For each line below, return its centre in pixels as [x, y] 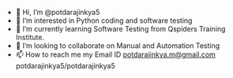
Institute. [30, 37]
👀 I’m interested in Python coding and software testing [104, 20]
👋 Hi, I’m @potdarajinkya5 [58, 12]
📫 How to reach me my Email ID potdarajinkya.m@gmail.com [115, 54]
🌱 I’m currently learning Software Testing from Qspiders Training [120, 29]
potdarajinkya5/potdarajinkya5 [66, 66]
